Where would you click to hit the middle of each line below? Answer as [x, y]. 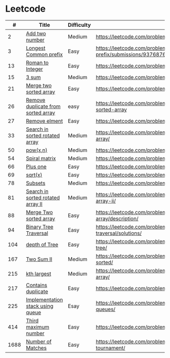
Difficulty [79, 25]
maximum [38, 327]
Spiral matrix [41, 158]
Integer [34, 69]
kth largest [39, 273]
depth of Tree [42, 244]
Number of [39, 341]
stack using [40, 306]
